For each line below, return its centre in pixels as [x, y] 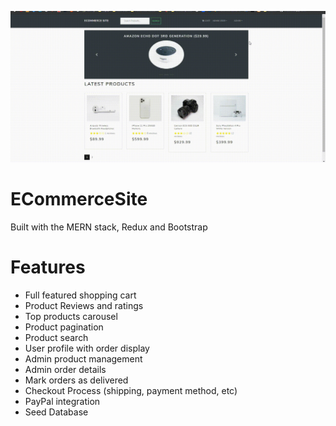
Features [48, 267]
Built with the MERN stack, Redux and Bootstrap [109, 227]
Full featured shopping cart [80, 295]
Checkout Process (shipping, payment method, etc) [131, 390]
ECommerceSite [79, 198]
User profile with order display [87, 348]
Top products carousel [71, 316]
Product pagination [64, 327]
